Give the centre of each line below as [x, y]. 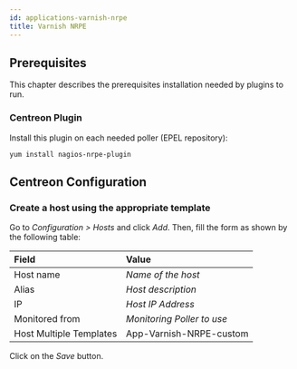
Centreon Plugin [46, 118]
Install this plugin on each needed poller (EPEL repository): [119, 138]
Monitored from [47, 319]
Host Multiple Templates [66, 334]
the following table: [45, 238]
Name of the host [163, 275]
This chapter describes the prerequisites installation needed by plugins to [146, 85]
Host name [37, 275]
